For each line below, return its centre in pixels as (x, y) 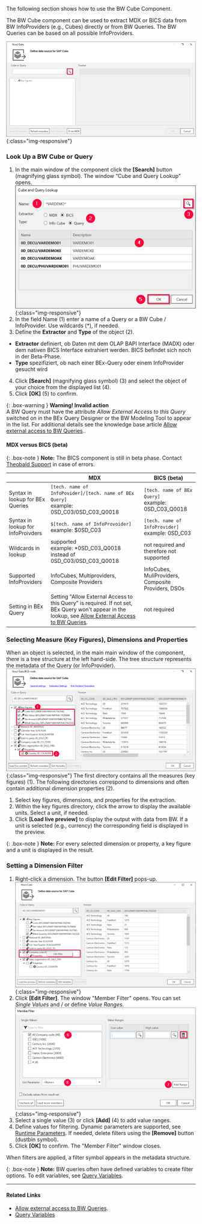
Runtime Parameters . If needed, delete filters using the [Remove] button (104, 1133)
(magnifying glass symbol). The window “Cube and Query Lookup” (98, 176)
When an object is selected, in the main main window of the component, (96, 653)
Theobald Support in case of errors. (50, 464)
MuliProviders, (162, 575)
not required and (164, 545)
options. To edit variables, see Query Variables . (65, 1175)
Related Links (23, 1195)
